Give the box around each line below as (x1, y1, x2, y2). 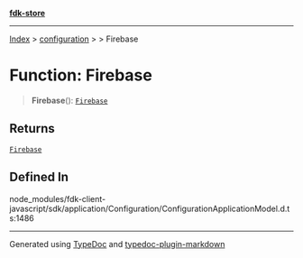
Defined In (9, 170, 69, 185)
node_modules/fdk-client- (9, 193, 106, 204)
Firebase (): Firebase (31, 95, 108, 106)
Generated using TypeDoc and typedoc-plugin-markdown (9, 238, 225, 249)
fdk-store (9, 8, 46, 18)
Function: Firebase (9, 65, 153, 86)
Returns (9, 121, 56, 136)
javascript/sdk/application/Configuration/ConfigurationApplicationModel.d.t (9, 203, 290, 214)
